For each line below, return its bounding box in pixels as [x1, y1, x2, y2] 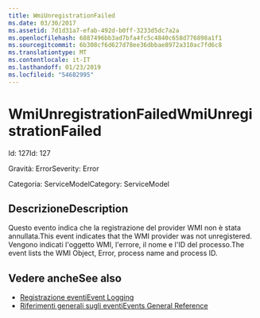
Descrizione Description [8, 202, 129, 215]
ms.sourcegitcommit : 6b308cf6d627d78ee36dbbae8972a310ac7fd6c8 [8, 41, 223, 49]
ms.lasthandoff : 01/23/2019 [8, 64, 102, 72]
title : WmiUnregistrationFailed [8, 11, 115, 20]
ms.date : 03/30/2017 [8, 19, 77, 27]
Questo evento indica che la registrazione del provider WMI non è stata [8, 223, 241, 233]
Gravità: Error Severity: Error [8, 164, 99, 173]
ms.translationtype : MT [8, 48, 87, 56]
